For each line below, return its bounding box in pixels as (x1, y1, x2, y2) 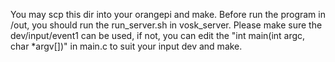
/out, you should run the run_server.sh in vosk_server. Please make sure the (10, 19, 323, 31)
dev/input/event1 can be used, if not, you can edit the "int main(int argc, (10, 30, 306, 41)
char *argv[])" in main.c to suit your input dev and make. (10, 40, 243, 52)
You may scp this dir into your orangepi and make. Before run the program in (10, 9, 326, 20)
